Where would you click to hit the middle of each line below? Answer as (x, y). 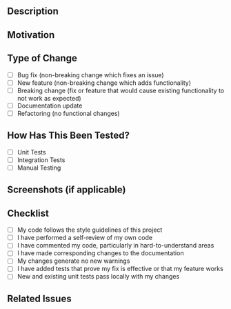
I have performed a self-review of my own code (85, 238)
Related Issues (39, 298)
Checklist (28, 213)
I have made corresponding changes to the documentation (100, 253)
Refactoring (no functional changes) (68, 113)
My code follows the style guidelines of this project (90, 230)
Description (33, 11)
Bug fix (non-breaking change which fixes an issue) (90, 74)
